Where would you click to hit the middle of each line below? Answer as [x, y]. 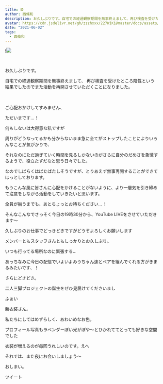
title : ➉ [14, 9]
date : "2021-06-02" [25, 28]
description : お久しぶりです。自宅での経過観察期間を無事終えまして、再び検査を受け [80, 18]
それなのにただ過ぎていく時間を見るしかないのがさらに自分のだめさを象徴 [79, 155]
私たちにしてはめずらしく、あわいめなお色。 [50, 319]
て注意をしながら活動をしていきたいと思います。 [54, 193]
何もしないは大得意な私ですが [35, 128]
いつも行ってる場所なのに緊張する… [41, 251]
